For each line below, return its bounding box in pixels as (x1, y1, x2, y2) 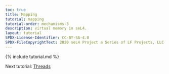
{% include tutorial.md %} (5, 53, 59, 59)
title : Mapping (5, 12, 37, 17)
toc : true (5, 7, 26, 12)
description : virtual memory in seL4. (5, 26, 87, 31)
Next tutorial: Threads (5, 63, 51, 69)
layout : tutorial (5, 30, 42, 35)
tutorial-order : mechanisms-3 (5, 21, 69, 26)
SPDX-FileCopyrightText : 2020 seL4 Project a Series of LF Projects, (5, 40, 155, 45)
